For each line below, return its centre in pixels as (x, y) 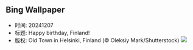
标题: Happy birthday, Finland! (52, 33)
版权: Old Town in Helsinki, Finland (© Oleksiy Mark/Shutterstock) (97, 40)
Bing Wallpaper (35, 10)
